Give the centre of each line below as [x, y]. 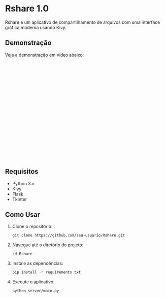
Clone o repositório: [32, 227]
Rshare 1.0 [27, 9]
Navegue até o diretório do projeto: [48, 245]
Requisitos [22, 172]
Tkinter [19, 199]
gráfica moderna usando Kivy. [36, 27]
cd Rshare [22, 254]
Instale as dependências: [37, 264]
